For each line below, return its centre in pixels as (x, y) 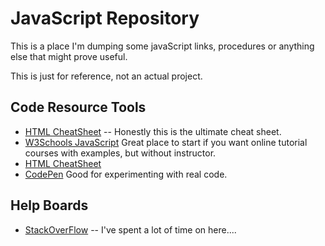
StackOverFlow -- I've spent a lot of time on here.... (130, 229)
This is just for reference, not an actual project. (106, 76)
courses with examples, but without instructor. (120, 153)
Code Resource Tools (78, 107)
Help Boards (49, 205)
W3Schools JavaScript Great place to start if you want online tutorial (166, 142)
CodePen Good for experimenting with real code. (126, 174)
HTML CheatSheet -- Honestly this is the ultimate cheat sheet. (153, 131)
